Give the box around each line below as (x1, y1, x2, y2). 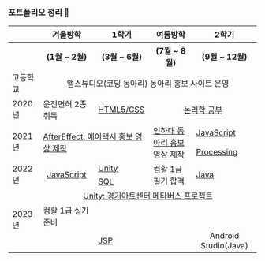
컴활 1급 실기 (43, 205, 89, 216)
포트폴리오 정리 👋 (8, 6, 69, 17)
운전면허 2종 (43, 99, 87, 110)
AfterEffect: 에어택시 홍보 (43, 132, 133, 143)
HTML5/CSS (98, 104, 145, 115)
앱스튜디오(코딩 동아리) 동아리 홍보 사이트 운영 (66, 78, 230, 89)
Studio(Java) (200, 240, 248, 252)
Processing (196, 146, 238, 157)
